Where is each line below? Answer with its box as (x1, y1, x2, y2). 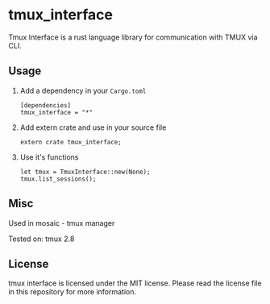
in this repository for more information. (8, 287, 137, 297)
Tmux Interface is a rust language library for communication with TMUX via (8, 32, 258, 42)
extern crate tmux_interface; (19, 138, 123, 146)
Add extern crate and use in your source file (19, 123, 167, 132)
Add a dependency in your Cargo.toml (19, 85, 147, 95)
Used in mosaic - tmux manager (8, 218, 115, 227)
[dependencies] (19, 101, 72, 110)
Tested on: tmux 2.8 (8, 234, 75, 244)
